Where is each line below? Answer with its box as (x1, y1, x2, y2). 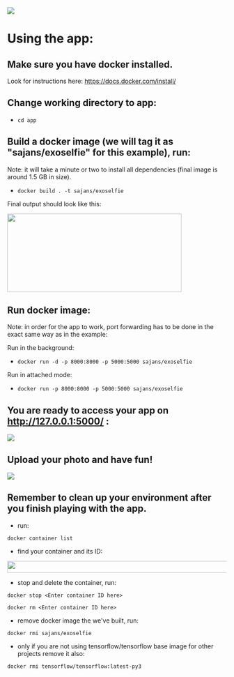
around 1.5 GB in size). (7, 172, 72, 181)
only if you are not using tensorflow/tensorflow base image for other (17, 641, 214, 651)
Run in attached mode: (7, 371, 72, 379)
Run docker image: (7, 305, 91, 317)
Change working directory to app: (7, 97, 157, 109)
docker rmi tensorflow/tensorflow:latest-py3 (7, 662, 141, 670)
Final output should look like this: (7, 199, 102, 208)
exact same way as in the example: (7, 330, 108, 339)
